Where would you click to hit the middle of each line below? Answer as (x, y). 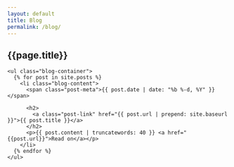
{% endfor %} (33, 152)
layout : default (31, 14)
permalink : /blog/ (34, 27)
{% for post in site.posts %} (58, 78)
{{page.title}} (38, 55)
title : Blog (25, 20)
